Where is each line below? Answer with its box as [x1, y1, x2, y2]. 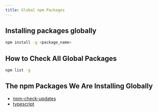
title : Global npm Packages [5, 7, 65, 13]
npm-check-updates [12, 95, 56, 101]
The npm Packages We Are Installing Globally [5, 82, 153, 91]
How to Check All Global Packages [5, 54, 117, 63]
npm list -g [5, 68, 31, 73]
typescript [12, 101, 35, 107]
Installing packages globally [5, 27, 97, 35]
